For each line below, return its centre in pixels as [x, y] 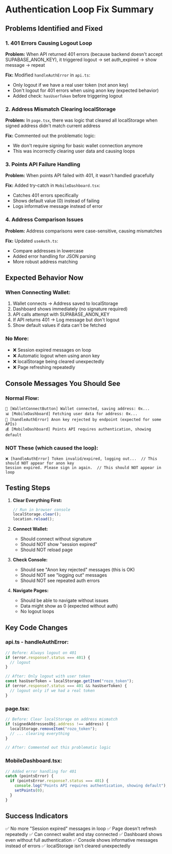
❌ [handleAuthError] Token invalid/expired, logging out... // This [81, 459]
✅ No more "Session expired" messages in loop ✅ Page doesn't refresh [81, 828]
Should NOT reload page [47, 550]
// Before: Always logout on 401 [41, 653]
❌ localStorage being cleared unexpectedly [58, 361]
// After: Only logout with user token [48, 676]
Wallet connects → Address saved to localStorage [66, 303]
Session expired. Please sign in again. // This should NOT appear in [83, 468]
